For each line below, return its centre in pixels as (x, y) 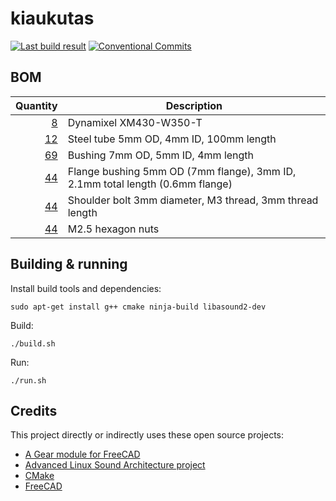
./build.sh (33, 343)
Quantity (36, 105)
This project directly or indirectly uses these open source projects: (147, 435)
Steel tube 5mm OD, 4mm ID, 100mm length (172, 139)
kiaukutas (52, 18)
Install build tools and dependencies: (86, 288)
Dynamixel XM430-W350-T (135, 122)
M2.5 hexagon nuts (113, 229)
